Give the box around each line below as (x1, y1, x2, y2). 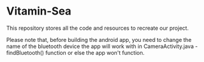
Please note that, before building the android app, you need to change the (6, 36, 192, 43)
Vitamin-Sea (6, 4, 72, 18)
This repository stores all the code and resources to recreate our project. (6, 24, 189, 32)
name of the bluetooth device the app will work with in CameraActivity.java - (6, 43, 198, 50)
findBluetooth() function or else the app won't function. (6, 49, 145, 56)
